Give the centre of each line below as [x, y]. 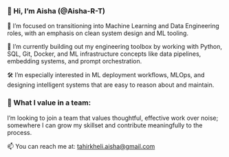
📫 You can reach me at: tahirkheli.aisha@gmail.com [81, 146]
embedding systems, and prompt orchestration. [75, 61]
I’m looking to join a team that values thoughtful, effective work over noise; [113, 118]
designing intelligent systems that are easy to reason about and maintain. [111, 85]
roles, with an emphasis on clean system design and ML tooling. [98, 33]
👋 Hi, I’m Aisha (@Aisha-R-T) [56, 11]
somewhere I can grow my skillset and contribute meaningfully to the [105, 125]
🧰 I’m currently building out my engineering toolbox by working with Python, [115, 47]
